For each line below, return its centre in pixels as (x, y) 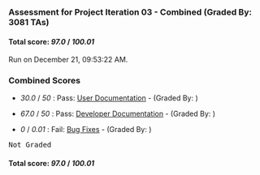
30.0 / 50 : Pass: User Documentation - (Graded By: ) (109, 98)
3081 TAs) (29, 22)
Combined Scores (45, 81)
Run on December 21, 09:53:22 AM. (68, 60)
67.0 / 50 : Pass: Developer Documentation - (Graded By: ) (118, 114)
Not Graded (30, 145)
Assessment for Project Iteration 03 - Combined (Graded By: (130, 12)
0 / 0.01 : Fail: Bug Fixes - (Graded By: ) (86, 130)
